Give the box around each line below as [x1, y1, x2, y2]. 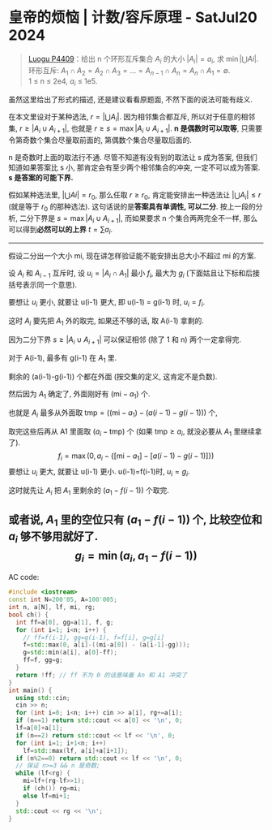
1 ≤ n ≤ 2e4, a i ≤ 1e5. [28, 76, 98, 88]
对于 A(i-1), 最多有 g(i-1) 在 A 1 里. [8, 353, 117, 365]
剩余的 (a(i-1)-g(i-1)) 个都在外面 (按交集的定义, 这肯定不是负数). [8, 372, 218, 382]
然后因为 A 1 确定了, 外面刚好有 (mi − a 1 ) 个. [8, 389, 151, 400]
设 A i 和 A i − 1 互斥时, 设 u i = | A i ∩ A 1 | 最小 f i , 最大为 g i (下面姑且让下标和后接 [8, 268, 261, 279]
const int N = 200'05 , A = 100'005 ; [8, 595, 117, 604]
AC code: [8, 573, 40, 582]
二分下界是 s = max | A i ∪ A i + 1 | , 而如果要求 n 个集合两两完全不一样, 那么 [19, 213, 257, 225]
